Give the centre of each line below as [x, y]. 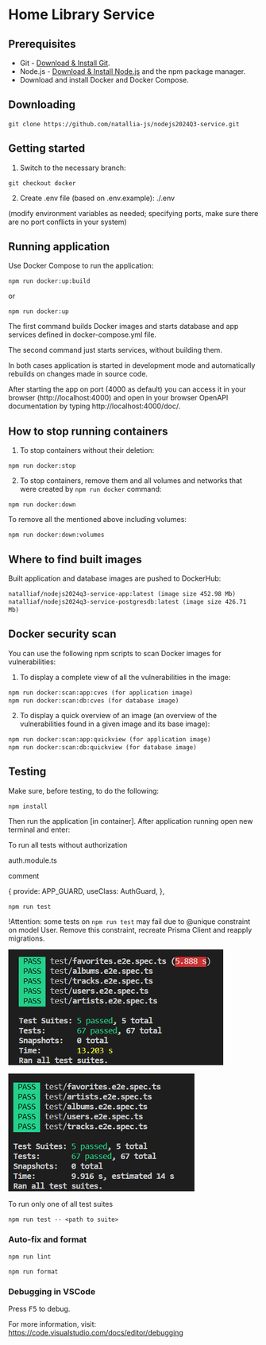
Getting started [47, 149]
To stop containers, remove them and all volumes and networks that [131, 481]
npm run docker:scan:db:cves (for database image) [94, 701]
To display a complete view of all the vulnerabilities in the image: [125, 677]
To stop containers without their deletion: [87, 450]
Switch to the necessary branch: [73, 168]
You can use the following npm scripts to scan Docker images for [115, 653]
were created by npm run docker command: [91, 489]
